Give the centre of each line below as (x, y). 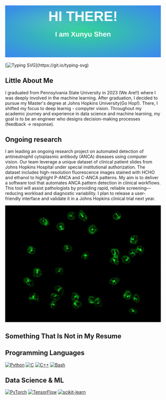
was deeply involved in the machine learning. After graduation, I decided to (82, 98)
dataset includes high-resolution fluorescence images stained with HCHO (80, 172)
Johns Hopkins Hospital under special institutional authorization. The (75, 167)
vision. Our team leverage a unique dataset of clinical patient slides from (79, 162)
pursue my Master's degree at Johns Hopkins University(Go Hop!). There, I (82, 103)
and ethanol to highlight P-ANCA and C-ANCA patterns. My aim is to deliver (82, 178)
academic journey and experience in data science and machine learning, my (83, 114)
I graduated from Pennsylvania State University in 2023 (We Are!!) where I (81, 92)
